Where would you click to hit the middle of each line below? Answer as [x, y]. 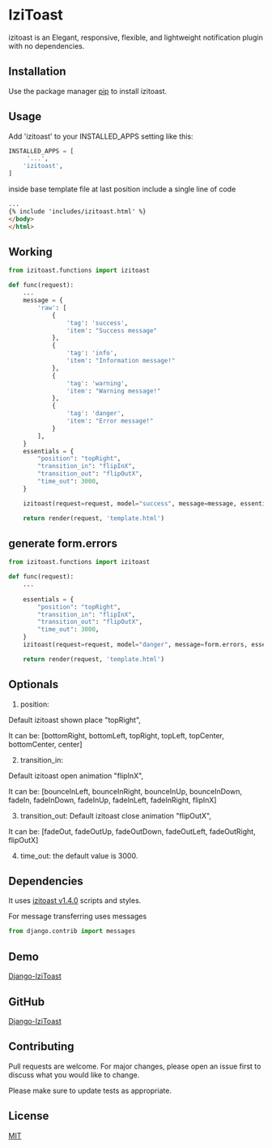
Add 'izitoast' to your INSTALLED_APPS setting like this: [101, 136]
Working [30, 252]
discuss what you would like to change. [74, 1075]
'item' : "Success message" [112, 330]
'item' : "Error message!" [110, 421]
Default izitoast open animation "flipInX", [76, 776]
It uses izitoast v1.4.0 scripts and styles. [75, 901]
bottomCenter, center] [45, 744]
